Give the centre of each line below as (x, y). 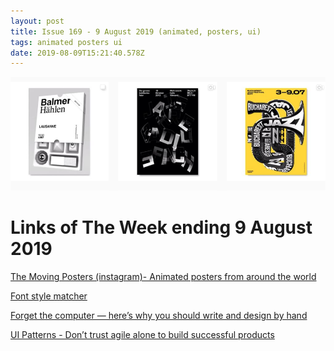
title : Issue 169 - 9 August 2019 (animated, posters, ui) (136, 31)
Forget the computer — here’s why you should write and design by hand (159, 316)
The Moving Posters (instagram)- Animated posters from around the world (163, 277)
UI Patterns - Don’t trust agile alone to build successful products (142, 335)
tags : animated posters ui (66, 42)
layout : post (37, 21)
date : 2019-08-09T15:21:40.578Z (77, 53)
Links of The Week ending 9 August (161, 227)
